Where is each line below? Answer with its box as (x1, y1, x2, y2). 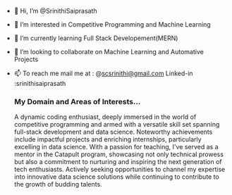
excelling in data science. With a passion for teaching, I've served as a (13, 143, 219, 151)
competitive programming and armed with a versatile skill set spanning (13, 120, 220, 129)
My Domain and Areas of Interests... (13, 96, 141, 106)
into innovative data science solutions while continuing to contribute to (13, 172, 220, 181)
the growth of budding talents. (13, 180, 102, 189)
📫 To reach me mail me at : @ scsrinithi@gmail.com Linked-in (13, 69, 193, 77)
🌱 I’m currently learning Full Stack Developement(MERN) (13, 34, 178, 42)
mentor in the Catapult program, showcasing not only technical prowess (13, 150, 224, 158)
